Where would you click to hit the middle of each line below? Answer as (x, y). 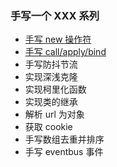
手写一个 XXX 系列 (55, 15)
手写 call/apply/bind (65, 52)
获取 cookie (48, 127)
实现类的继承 (51, 102)
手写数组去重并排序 (64, 139)
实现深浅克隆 (51, 77)
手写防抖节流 (51, 64)
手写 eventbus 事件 (64, 152)
